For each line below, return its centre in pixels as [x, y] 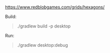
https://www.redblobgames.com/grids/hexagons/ [55, 7]
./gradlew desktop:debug [43, 45]
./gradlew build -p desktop [44, 26]
